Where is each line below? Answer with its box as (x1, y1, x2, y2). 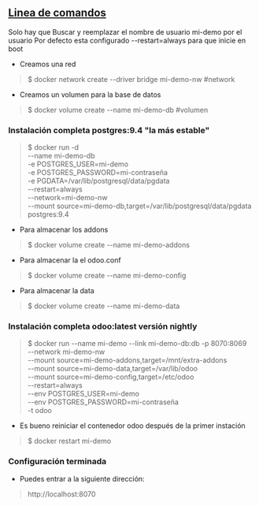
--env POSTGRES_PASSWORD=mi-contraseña (27, 397, 179, 407)
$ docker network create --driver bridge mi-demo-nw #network (27, 74, 235, 84)
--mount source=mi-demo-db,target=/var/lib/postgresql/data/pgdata (27, 201, 252, 211)
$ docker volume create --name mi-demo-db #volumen (27, 105, 209, 114)
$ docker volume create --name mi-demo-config (27, 271, 187, 281)
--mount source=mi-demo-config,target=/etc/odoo (27, 372, 194, 381)
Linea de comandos (8, 6, 106, 20)
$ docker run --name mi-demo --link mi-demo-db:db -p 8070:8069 (27, 339, 247, 348)
